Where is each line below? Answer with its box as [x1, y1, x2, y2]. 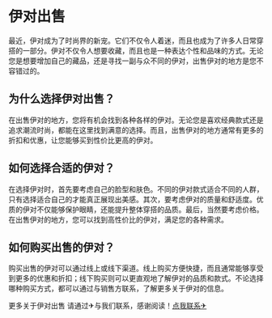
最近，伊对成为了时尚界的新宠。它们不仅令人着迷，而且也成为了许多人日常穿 [8, 36, 264, 45]
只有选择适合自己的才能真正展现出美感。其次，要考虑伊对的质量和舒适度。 [8, 194, 257, 204]
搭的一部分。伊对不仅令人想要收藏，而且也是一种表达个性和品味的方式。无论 [8, 45, 264, 55]
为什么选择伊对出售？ [8, 92, 115, 106]
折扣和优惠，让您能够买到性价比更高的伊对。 [8, 135, 158, 145]
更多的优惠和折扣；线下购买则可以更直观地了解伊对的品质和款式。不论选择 [15, 273, 264, 283]
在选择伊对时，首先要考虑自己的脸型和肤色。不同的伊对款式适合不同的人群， [8, 184, 264, 194]
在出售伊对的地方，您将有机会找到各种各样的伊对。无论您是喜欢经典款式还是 [8, 115, 264, 125]
